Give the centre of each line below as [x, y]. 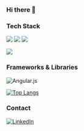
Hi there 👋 [21, 10]
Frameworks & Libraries [42, 68]
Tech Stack [23, 26]
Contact [19, 108]
